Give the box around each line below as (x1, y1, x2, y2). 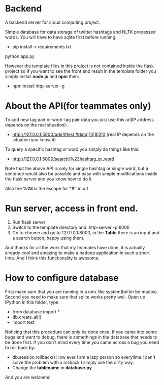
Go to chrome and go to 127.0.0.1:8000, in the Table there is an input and (12, 229, 160, 235)
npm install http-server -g (12, 83, 65, 89)
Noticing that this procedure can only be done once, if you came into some (5, 329, 157, 335)
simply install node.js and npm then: (5, 73, 80, 79)
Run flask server (12, 219, 46, 225)
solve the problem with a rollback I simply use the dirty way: (12, 359, 134, 365)
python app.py (5, 53, 35, 59)
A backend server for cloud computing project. (5, 19, 100, 25)
